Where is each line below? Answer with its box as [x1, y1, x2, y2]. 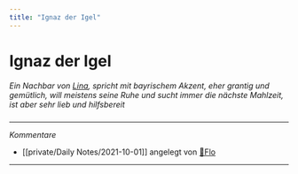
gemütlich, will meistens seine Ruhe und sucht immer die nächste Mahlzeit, [9, 89, 284, 100]
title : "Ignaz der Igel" [9, 12, 101, 22]
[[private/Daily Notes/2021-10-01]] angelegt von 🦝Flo [21, 147, 216, 157]
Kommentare [9, 129, 57, 140]
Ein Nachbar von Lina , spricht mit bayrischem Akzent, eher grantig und [9, 80, 271, 91]
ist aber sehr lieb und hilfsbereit [9, 99, 126, 110]
